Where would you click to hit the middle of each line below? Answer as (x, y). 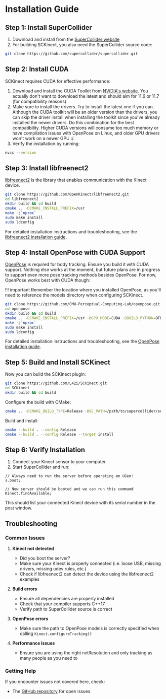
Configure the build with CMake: (38, 402)
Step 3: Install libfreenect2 (47, 168)
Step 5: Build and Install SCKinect (58, 362)
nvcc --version (21, 152)
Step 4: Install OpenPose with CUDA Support (75, 252)
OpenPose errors (30, 619)
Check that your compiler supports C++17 (62, 604)
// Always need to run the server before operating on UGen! (69, 476)
